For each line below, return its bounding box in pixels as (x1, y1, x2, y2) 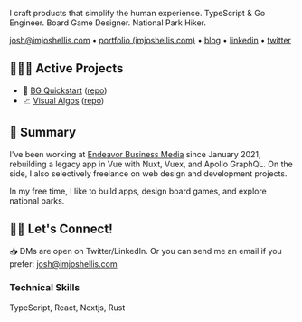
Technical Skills (9, 281, 80, 294)
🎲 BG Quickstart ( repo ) (22, 85, 108, 96)
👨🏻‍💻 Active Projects (9, 61, 124, 76)
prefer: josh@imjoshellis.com (9, 259, 118, 270)
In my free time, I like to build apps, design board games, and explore (9, 185, 267, 196)
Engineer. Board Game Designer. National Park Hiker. (9, 17, 206, 28)
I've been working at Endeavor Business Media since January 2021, (9, 148, 261, 159)
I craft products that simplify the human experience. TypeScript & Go (9, 8, 266, 18)
